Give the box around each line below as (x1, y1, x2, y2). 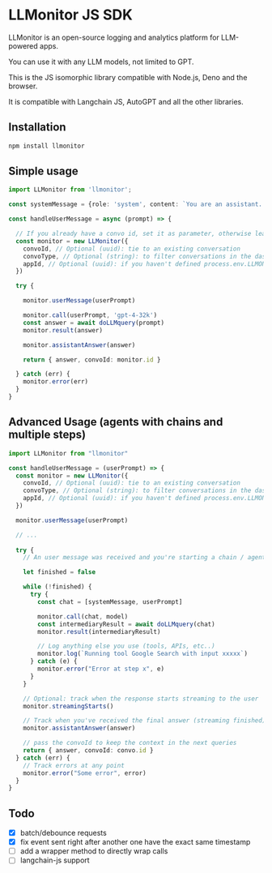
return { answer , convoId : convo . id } (23, 747, 154, 755)
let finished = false (23, 568, 96, 576)
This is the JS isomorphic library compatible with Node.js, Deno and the (8, 72, 248, 82)
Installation (8, 120, 66, 135)
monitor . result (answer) (23, 326, 104, 334)
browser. (8, 81, 38, 91)
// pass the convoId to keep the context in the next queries (23, 739, 237, 747)
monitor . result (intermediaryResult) (37, 627, 161, 635)
